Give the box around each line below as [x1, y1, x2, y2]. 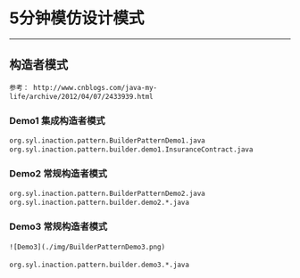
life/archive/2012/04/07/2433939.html [9, 92, 154, 101]
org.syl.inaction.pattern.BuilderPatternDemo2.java [9, 189, 205, 199]
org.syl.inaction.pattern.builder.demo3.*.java [9, 260, 190, 269]
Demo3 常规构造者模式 [9, 220, 108, 233]
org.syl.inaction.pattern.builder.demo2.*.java [9, 198, 190, 208]
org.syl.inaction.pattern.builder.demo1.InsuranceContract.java [9, 145, 254, 154]
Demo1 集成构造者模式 [9, 114, 105, 127]
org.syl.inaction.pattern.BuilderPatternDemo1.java [9, 136, 205, 145]
